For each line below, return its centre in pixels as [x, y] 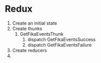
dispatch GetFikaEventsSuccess [62, 39]
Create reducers [29, 50]
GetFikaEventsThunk [42, 34]
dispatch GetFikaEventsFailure [59, 45]
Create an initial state [35, 23]
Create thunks [27, 28]
